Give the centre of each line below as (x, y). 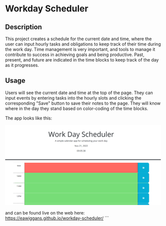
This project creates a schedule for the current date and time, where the (79, 39)
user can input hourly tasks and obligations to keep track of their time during (83, 44)
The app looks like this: (29, 118)
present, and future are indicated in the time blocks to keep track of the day (82, 60)
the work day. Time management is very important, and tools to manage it (80, 49)
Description (23, 27)
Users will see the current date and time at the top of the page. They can (79, 93)
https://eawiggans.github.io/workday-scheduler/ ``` (57, 218)
